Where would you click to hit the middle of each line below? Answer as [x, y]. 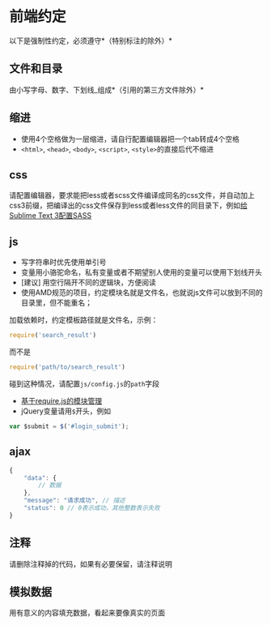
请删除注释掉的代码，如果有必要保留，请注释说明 [91, 563]
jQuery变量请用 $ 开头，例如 [66, 411]
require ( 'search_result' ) [53, 336]
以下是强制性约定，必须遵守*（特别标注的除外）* [91, 41]
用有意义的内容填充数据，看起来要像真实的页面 [87, 613]
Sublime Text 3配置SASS [51, 216]
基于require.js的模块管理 [61, 400]
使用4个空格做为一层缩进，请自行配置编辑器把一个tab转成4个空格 [130, 139]
